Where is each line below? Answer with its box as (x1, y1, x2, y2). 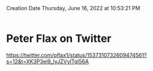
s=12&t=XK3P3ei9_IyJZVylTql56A (6, 58, 89, 65)
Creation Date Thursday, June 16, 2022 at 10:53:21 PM (6, 5, 140, 11)
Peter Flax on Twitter (6, 32, 112, 45)
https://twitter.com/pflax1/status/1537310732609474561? (6, 51, 147, 58)
